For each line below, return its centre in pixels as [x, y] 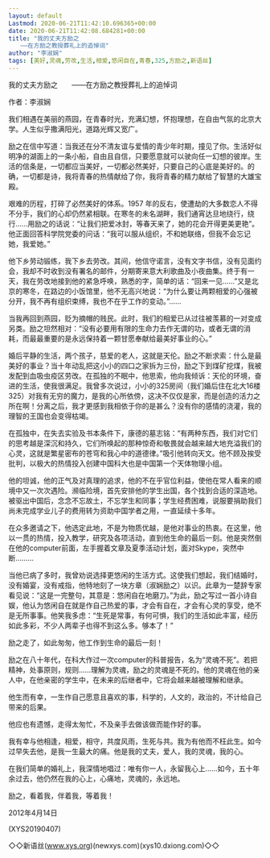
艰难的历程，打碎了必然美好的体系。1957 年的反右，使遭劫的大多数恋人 [126, 203]
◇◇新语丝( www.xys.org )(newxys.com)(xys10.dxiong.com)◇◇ [114, 845]
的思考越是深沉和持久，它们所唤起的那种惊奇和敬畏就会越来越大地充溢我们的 [135, 443]
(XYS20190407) [35, 829]
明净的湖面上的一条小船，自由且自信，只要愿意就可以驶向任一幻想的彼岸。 [131, 156]
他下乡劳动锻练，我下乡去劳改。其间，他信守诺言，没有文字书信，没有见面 [131, 261]
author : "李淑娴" [35, 53]
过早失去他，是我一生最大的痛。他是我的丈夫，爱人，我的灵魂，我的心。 [128, 751]
